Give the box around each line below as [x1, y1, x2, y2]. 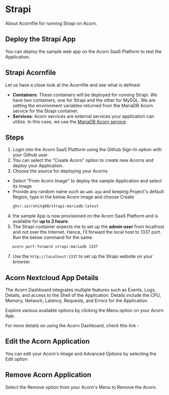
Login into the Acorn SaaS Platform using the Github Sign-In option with [12, 147, 162, 153]
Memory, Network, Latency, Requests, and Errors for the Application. [5, 297, 149, 303]
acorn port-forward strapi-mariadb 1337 [12, 244, 98, 249]
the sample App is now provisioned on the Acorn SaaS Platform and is [12, 213, 158, 219]
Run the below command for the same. [12, 234, 93, 241]
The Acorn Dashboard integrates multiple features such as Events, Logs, [5, 287, 156, 293]
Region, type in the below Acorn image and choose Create [12, 194, 135, 200]
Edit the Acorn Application [5, 337, 90, 346]
